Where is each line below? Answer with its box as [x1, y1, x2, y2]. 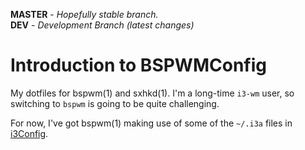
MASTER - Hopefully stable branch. [10, 9, 159, 20]
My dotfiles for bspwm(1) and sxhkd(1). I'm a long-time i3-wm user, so [10, 87, 295, 99]
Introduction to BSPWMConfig [10, 54, 267, 77]
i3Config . [10, 127, 49, 139]
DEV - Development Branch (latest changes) [10, 19, 195, 31]
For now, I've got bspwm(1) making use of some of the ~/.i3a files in [10, 117, 293, 129]
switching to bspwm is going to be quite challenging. [10, 97, 220, 109]
